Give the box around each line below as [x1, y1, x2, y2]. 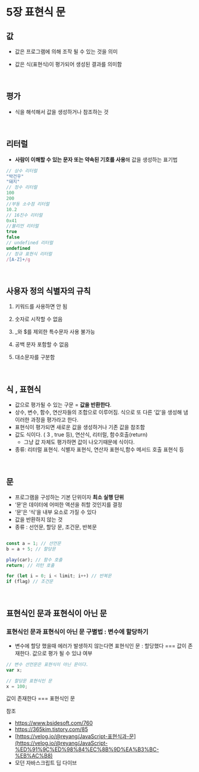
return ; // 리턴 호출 [6, 562, 55, 568]
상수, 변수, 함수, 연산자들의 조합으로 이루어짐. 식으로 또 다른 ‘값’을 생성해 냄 [14, 409, 188, 416]
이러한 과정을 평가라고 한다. [14, 416, 79, 423]
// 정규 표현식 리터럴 [6, 251, 52, 257]
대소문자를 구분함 [14, 354, 55, 361]
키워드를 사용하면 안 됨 [14, 303, 68, 310]
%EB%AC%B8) [14, 752, 53, 759]
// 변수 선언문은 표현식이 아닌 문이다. [6, 661, 89, 668]
